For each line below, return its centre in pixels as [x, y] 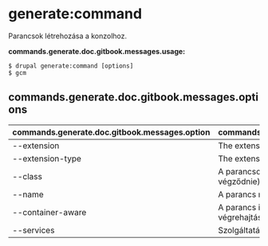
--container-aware [49, 212]
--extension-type [47, 158]
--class [27, 176]
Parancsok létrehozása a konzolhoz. [68, 36]
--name [28, 194]
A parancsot [241, 171]
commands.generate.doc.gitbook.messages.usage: [97, 51]
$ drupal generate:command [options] [71, 66]
